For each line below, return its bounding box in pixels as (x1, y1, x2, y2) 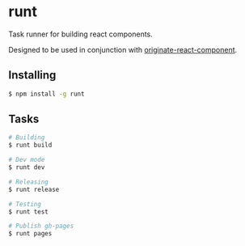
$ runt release (8, 185, 60, 193)
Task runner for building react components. (8, 29, 154, 39)
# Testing (8, 200, 42, 208)
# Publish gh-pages (8, 222, 74, 231)
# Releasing (8, 177, 49, 186)
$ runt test (8, 207, 49, 216)
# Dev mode (8, 156, 45, 164)
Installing (8, 68, 57, 83)
